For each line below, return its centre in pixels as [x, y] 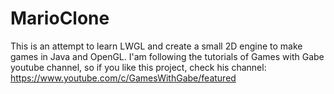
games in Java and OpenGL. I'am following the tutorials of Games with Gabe [167, 56]
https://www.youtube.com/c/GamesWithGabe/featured [123, 78]
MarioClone [60, 18]
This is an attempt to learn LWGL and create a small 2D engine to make [156, 46]
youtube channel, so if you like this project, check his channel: [138, 67]
